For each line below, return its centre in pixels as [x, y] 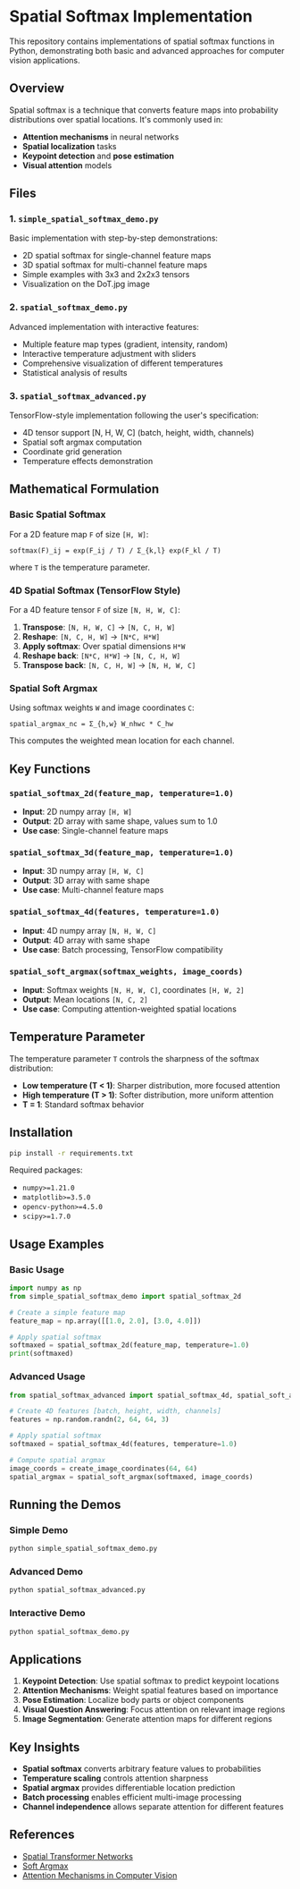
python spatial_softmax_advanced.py [77, 1590]
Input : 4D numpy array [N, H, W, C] [89, 930]
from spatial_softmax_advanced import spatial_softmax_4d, [121, 1395]
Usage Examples [57, 1244]
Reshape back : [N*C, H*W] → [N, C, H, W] [101, 656]
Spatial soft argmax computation [82, 442]
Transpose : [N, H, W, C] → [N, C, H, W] [99, 627]
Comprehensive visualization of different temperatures [122, 363]
